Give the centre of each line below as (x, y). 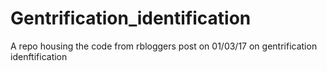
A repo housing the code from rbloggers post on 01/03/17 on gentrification (164, 46)
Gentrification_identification (131, 18)
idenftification (39, 56)
